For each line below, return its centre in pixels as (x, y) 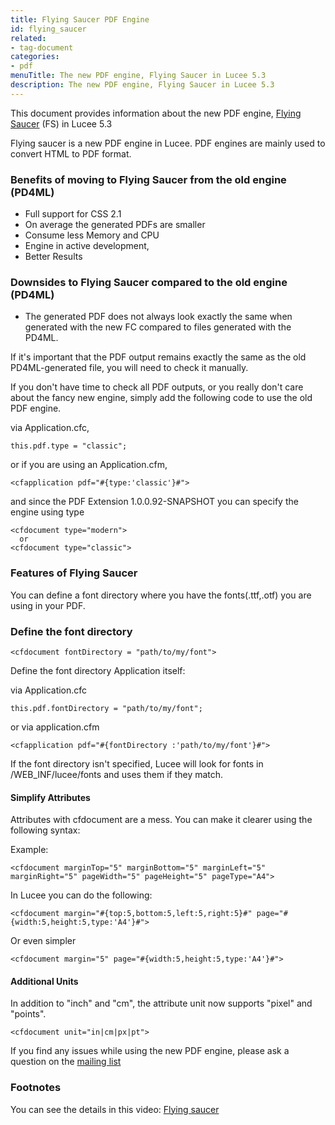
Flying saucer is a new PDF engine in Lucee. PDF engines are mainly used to (168, 143)
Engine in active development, (87, 246)
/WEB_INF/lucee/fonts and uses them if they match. (117, 774)
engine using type (47, 512)
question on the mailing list (66, 1062)
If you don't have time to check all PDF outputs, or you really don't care (157, 387)
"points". (28, 1014)
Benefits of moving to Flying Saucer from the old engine (148, 179)
